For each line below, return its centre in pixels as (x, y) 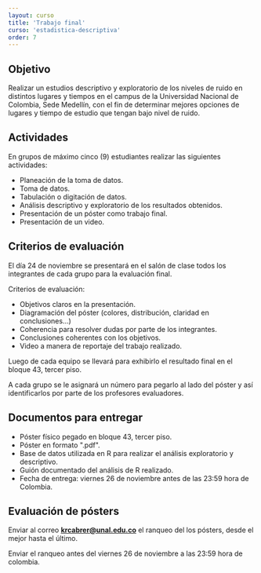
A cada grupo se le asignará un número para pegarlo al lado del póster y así (130, 385)
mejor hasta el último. (43, 538)
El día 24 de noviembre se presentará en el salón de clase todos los (117, 265)
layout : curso (31, 15)
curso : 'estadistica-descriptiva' (65, 30)
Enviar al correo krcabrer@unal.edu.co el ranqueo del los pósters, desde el (131, 530)
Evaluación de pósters (64, 511)
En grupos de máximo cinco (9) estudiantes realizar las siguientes (114, 156)
